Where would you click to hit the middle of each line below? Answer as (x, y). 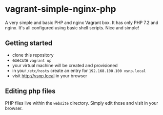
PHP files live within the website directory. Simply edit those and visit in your (82, 103)
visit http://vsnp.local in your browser (50, 76)
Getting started (29, 43)
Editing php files (31, 91)
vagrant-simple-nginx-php (61, 9)
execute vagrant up (32, 60)
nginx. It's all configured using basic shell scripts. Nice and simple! (72, 27)
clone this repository (33, 55)
